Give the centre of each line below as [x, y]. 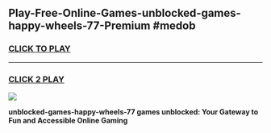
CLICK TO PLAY [40, 49]
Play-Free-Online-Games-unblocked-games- [125, 13]
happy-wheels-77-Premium [79, 26]
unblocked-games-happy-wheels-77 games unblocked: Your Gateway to [133, 111]
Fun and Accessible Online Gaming [68, 120]
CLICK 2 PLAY [36, 79]
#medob [174, 26]
